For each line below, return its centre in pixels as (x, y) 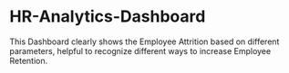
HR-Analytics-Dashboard (108, 17)
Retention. (29, 60)
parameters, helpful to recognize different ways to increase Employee (140, 50)
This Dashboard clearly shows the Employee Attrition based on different (144, 41)
